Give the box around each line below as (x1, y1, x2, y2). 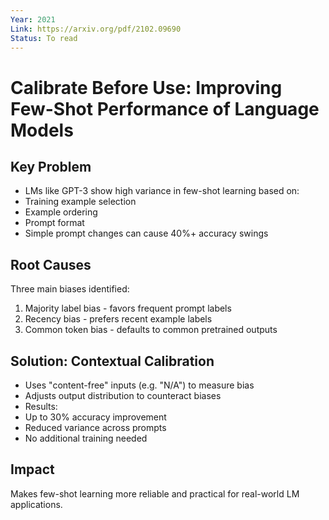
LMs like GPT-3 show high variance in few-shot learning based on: (24, 185, 300, 197)
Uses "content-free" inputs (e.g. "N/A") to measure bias (24, 379, 255, 391)
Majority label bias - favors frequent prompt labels (24, 302, 232, 315)
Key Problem (10, 158, 92, 175)
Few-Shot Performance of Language (10, 97, 320, 120)
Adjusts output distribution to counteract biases (24, 390, 222, 401)
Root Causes (10, 256, 92, 273)
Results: (24, 401, 58, 412)
